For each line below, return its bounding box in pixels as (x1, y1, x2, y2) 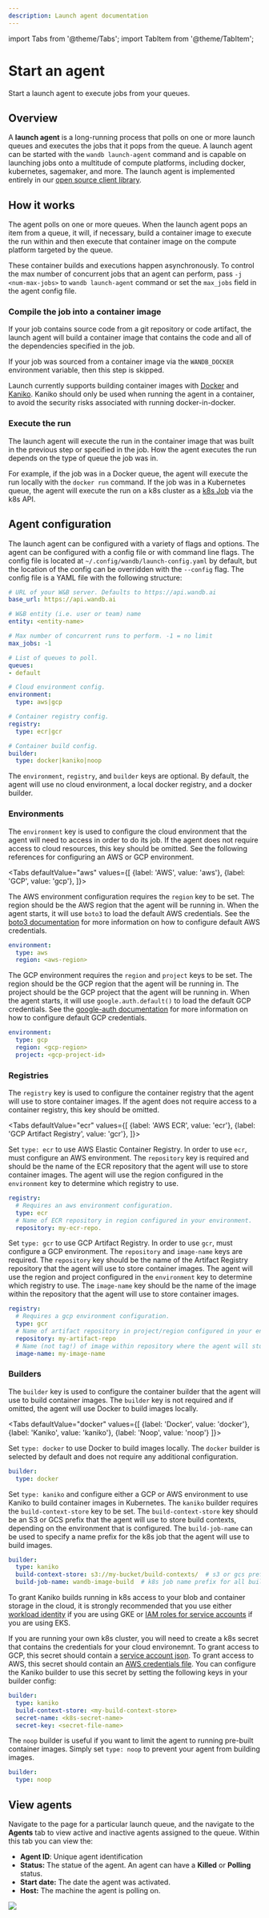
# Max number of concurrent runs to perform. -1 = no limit (8, 632, 214, 641)
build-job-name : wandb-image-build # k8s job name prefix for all (15, 1578, 246, 1586)
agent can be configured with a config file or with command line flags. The (8, 547, 255, 557)
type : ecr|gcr (15, 727, 62, 735)
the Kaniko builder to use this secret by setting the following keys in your (8, 1667, 248, 1678)
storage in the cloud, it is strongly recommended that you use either (8, 1601, 232, 1610)
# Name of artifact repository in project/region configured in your (15, 1327, 252, 1336)
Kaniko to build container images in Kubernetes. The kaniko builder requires (8, 1498, 259, 1507)
